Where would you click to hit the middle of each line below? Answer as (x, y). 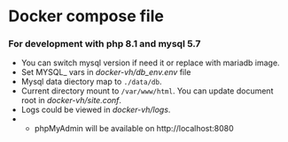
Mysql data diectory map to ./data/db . (91, 82)
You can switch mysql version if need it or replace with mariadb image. (150, 63)
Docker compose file (86, 16)
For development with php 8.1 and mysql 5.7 (105, 44)
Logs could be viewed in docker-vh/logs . (96, 110)
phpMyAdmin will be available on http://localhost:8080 (134, 129)
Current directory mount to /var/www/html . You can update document (147, 91)
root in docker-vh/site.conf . (71, 101)
